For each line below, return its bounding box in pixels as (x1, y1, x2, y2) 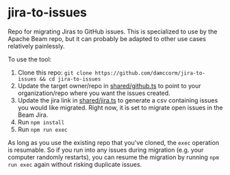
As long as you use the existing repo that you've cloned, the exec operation (8, 138, 220, 146)
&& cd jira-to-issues (39, 75, 101, 83)
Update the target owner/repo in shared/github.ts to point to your (17, 81, 201, 90)
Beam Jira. (17, 111, 49, 119)
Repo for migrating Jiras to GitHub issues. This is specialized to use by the (8, 27, 218, 36)
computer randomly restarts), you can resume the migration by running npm (8, 152, 220, 161)
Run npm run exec (17, 125, 68, 133)
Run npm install (17, 118, 65, 126)
